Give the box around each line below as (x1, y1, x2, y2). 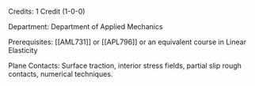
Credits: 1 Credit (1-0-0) (8, 7, 86, 16)
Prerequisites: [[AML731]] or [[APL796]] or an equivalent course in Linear (8, 37, 247, 47)
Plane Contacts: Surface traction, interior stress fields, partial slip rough (8, 61, 242, 70)
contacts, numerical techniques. (8, 69, 113, 78)
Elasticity (8, 46, 38, 54)
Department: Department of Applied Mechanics (8, 22, 164, 31)
